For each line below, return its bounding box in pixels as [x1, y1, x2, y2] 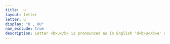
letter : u [5, 17, 26, 22]
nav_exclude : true [5, 26, 44, 31]
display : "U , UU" [5, 21, 44, 27]
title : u [5, 7, 26, 13]
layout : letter [5, 12, 37, 17]
